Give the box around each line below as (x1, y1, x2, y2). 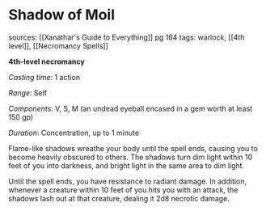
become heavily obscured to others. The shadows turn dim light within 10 (8, 152, 253, 162)
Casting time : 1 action (8, 72, 81, 82)
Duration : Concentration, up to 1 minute (8, 128, 140, 137)
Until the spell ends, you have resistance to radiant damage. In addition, (8, 176, 247, 186)
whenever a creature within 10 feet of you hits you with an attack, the (8, 184, 239, 195)
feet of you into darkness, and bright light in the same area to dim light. (8, 160, 245, 171)
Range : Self (8, 87, 48, 98)
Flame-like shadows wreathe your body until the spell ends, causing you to (8, 143, 259, 153)
